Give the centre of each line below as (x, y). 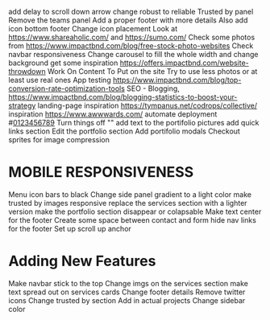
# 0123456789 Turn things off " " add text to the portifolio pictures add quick (134, 123)
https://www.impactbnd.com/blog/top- (177, 80)
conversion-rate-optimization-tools (66, 88)
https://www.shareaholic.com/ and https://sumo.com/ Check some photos (132, 37)
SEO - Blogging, (153, 88)
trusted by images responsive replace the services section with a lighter (128, 203)
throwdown (27, 71)
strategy (22, 105)
